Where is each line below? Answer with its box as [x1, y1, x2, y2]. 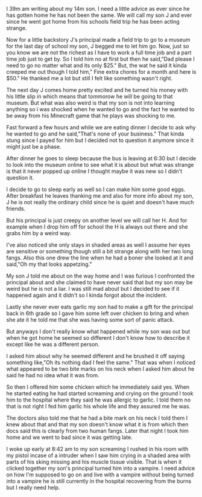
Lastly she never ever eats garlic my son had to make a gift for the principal [6, 304, 194, 310]
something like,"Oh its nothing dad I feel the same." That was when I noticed [6, 359, 196, 366]
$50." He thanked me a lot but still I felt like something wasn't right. [6, 75, 173, 82]
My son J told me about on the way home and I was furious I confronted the [6, 272, 195, 279]
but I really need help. [6, 484, 60, 491]
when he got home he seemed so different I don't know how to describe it [6, 334, 190, 341]
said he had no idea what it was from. [6, 372, 99, 378]
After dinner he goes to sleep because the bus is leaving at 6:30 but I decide [6, 155, 197, 162]
